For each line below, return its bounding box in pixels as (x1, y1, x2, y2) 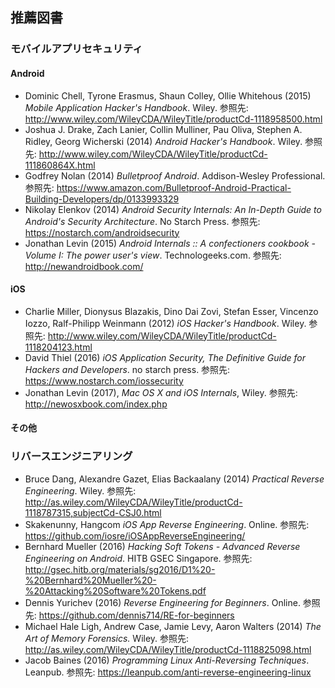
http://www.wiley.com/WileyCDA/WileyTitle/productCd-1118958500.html (24, 113, 323, 125)
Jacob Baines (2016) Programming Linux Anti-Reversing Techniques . (24, 654, 310, 666)
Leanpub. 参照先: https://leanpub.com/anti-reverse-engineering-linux (24, 666, 312, 678)
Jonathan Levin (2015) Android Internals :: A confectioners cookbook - (24, 237, 317, 249)
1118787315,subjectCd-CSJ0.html (24, 506, 162, 518)
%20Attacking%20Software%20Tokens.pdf (24, 584, 207, 597)
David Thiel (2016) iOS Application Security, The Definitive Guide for (24, 351, 307, 363)
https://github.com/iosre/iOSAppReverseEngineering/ (24, 529, 246, 542)
